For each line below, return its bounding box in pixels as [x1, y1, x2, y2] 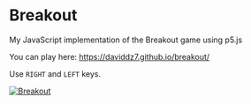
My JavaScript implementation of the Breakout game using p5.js [9, 34, 243, 45]
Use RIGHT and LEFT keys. [9, 68, 102, 79]
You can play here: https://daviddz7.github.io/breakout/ [9, 51, 210, 62]
